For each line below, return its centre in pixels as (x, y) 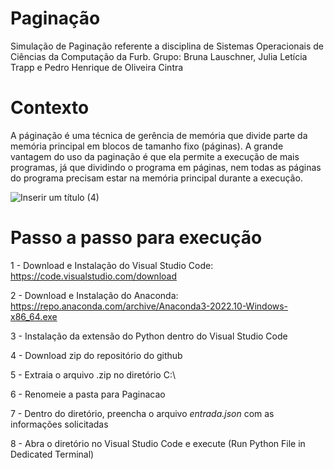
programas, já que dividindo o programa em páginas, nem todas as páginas (166, 167)
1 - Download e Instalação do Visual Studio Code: (112, 265)
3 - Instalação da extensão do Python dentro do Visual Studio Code (149, 336)
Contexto (50, 108)
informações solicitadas (59, 424)
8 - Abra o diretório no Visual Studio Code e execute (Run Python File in (158, 443)
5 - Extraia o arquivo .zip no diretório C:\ (93, 374)
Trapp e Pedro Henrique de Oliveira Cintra (97, 67)
